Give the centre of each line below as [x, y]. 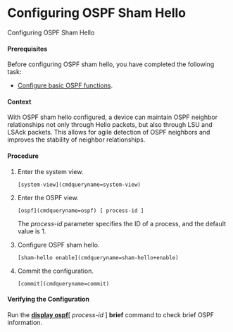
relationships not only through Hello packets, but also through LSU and [110, 125]
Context [19, 102]
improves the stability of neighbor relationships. [76, 140]
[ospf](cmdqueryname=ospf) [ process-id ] [81, 210]
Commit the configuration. [55, 271]
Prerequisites [27, 49]
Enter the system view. [50, 171]
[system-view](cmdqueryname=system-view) [79, 185]
